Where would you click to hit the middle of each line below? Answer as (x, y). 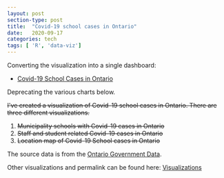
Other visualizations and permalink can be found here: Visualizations (104, 167)
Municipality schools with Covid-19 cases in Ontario (91, 126)
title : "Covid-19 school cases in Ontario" (72, 26)
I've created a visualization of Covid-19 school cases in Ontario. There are (112, 105)
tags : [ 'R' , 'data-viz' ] (44, 46)
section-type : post (35, 20)
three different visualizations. (48, 112)
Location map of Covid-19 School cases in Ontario (89, 141)
